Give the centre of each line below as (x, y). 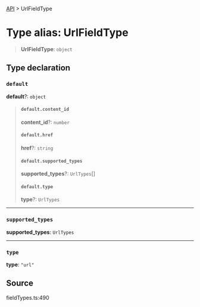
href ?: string (37, 148)
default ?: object (26, 96)
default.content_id (45, 110)
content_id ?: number (45, 122)
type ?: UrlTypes (40, 200)
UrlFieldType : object (46, 49)
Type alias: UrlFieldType (68, 33)
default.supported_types (51, 161)
